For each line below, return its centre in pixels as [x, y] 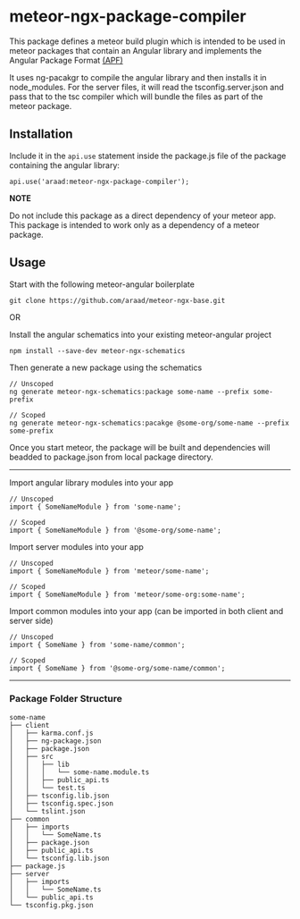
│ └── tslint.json [48, 811]
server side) [31, 620]
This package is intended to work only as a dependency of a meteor [135, 224]
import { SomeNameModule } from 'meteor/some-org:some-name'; [127, 594]
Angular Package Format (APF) [66, 60]
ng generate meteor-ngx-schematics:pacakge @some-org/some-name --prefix [150, 423]
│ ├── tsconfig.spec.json [62, 803]
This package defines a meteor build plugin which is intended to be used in [147, 41]
